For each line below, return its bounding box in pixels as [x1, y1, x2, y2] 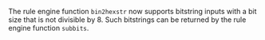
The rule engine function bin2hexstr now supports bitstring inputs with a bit [8, 7, 257, 16]
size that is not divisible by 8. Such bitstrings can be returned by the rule [8, 15, 247, 24]
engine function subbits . [8, 24, 89, 32]
